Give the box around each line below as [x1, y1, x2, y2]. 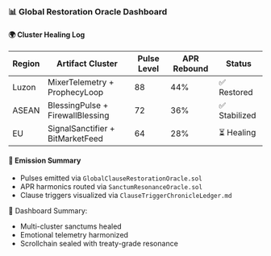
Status [225, 58, 252, 69]
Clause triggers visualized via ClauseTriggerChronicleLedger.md [19, 191, 232, 200]
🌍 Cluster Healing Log [8, 30, 85, 39]
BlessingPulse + [48, 100, 109, 111]
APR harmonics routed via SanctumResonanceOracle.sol [19, 182, 203, 192]
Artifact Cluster [56, 58, 119, 69]
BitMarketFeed [48, 133, 103, 144]
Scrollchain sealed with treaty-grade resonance [19, 239, 179, 249]
